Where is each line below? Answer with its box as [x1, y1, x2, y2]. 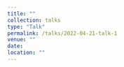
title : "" [7, 10, 36, 17]
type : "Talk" [7, 23, 46, 30]
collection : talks [7, 17, 61, 24]
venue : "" [7, 36, 36, 43]
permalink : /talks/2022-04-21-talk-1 [7, 29, 118, 37]
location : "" [7, 50, 46, 57]
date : [7, 43, 23, 50]
